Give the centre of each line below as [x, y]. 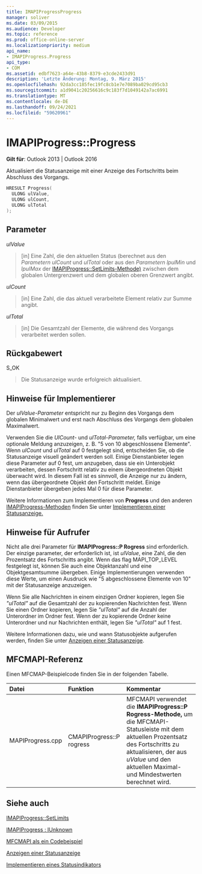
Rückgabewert [34, 353]
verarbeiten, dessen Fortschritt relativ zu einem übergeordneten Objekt [94, 470]
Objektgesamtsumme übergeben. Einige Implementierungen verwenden [95, 572]
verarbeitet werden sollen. [53, 335]
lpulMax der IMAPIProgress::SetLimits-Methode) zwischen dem [100, 268]
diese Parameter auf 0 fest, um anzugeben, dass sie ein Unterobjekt [90, 463]
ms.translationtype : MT [36, 96]
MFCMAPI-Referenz [45, 660]
